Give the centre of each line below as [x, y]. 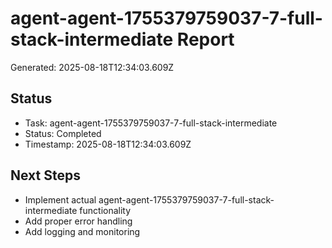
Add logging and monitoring [82, 231]
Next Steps [45, 175]
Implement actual [60, 199]
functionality [105, 210]
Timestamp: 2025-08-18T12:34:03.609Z [108, 144]
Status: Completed [63, 133]
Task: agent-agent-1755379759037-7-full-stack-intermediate [151, 123]
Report [205, 39]
